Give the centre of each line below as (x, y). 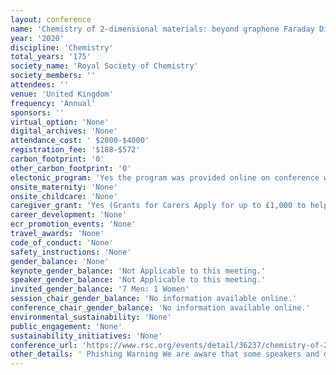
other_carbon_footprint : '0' (71, 168)
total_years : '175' (51, 57)
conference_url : (44, 345)
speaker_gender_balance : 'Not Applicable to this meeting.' (138, 280)
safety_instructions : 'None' (71, 252)
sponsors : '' (37, 112)
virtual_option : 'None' (60, 122)
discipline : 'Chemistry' (62, 47)
